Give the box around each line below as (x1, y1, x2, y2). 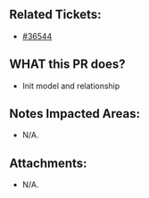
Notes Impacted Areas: (9, 106, 141, 121)
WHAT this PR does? (9, 57, 127, 72)
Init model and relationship (21, 80, 120, 91)
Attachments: (9, 155, 87, 170)
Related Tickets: (9, 7, 102, 22)
